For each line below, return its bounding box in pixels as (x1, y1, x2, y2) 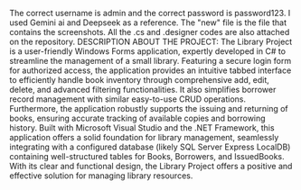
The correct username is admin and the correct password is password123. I (9, 8, 291, 18)
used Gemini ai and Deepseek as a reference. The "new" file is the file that (9, 17, 287, 28)
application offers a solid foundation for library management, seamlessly (9, 132, 279, 142)
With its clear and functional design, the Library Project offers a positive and (9, 161, 293, 171)
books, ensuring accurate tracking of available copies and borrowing (9, 113, 266, 123)
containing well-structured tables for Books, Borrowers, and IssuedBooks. (9, 151, 285, 161)
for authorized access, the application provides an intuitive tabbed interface (9, 65, 292, 76)
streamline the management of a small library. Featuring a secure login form (9, 56, 292, 66)
